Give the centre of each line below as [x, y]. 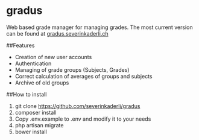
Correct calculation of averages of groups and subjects [84, 76]
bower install [31, 132]
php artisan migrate [39, 125]
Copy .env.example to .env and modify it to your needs [83, 119]
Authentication [33, 63]
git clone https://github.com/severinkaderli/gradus [77, 106]
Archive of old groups [42, 83]
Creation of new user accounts [53, 57]
